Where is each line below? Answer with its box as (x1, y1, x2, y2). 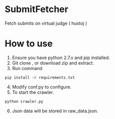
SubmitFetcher (5, 4, 69, 15)
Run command (12, 65, 42, 71)
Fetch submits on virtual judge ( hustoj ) (5, 20, 87, 26)
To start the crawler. (12, 89, 54, 95)
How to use (5, 38, 53, 49)
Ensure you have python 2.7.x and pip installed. (12, 54, 110, 61)
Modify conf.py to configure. (12, 84, 72, 90)
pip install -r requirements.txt (5, 75, 75, 80)
